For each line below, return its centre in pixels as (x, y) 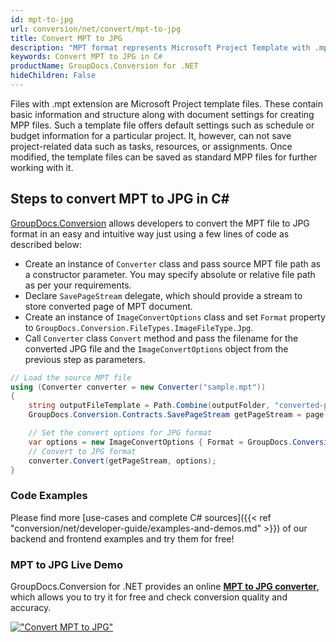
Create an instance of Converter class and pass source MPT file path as (172, 263)
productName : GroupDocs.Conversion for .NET (104, 66)
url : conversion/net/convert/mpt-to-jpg (96, 29)
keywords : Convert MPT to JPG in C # (86, 57)
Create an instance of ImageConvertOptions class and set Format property (175, 317)
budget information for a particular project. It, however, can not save (151, 135)
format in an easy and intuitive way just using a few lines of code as (150, 233)
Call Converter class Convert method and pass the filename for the (161, 338)
